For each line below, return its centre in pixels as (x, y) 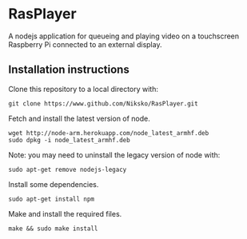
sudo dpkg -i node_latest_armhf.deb (69, 140)
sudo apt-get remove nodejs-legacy (68, 169)
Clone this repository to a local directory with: (83, 89)
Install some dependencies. (54, 184)
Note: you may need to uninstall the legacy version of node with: (114, 155)
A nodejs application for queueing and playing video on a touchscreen (124, 36)
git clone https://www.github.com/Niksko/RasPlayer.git (103, 104)
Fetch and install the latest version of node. (79, 118)
